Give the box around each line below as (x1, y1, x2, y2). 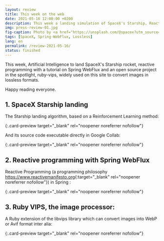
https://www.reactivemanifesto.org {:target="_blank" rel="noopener (5, 174, 141, 180)
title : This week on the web (5, 12, 64, 17)
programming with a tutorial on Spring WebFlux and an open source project (5, 66, 157, 72)
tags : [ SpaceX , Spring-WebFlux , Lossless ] (5, 35, 93, 40)
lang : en (5, 39, 23, 44)
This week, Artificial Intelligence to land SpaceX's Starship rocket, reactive (5, 61, 155, 67)
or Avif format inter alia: (5, 221, 52, 227)
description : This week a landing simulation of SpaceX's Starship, (5, 20, 147, 26)
